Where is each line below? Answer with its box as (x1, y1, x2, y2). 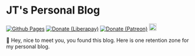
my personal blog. (6, 42, 50, 50)
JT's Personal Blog (6, 4, 100, 17)
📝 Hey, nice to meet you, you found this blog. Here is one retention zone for (6, 37, 190, 44)
